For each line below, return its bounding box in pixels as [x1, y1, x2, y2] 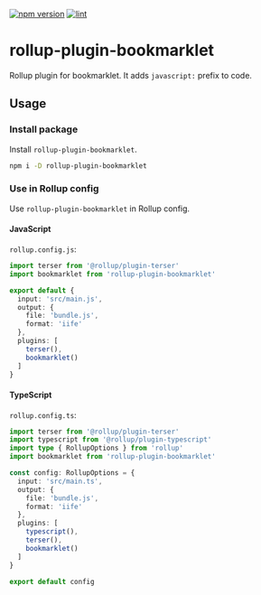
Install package [9, 123, 79, 135]
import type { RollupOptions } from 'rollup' [9, 443, 183, 453]
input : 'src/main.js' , [17, 294, 103, 303]
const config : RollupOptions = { [9, 469, 135, 478]
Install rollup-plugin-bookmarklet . [9, 144, 137, 154]
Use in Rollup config [9, 182, 99, 195]
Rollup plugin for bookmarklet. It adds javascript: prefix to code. [9, 70, 253, 80]
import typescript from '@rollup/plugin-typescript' [9, 435, 212, 444]
